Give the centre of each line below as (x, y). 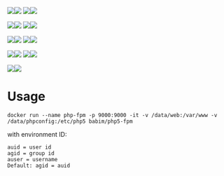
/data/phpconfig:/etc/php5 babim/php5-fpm (70, 121)
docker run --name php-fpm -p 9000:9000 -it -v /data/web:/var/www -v (112, 115)
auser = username (33, 159)
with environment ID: (37, 134)
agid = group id (31, 153)
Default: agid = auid (39, 165)
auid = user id (29, 147)
